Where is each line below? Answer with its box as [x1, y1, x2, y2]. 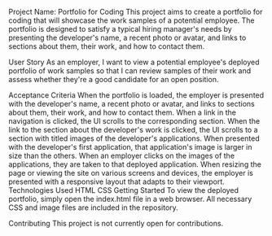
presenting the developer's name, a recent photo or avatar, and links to [8, 33, 247, 42]
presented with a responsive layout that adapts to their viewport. [8, 177, 226, 186]
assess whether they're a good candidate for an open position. [8, 75, 219, 84]
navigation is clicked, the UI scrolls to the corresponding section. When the [8, 116, 261, 125]
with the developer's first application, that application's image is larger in [8, 142, 252, 151]
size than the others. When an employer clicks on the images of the [8, 151, 235, 160]
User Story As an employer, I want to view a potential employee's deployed [8, 57, 260, 67]
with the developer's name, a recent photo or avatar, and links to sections [8, 99, 255, 108]
